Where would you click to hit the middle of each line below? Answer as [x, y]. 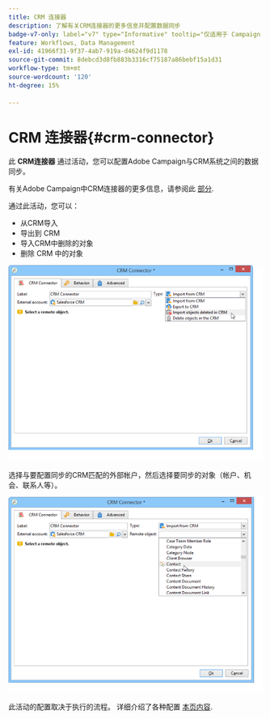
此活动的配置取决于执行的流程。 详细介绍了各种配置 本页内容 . [110, 706]
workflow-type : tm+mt [45, 69]
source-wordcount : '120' [50, 77]
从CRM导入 [39, 223]
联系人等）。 [42, 485]
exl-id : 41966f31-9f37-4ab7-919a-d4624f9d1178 [88, 51]
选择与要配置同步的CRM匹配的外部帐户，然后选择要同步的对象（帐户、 [126, 475]
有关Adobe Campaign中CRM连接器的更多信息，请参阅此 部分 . [111, 189]
